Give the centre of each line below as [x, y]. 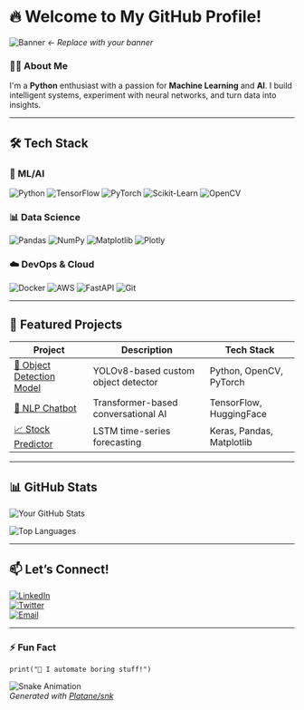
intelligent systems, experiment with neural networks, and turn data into [143, 95]
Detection [35, 376]
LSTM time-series [132, 431]
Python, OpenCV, [246, 371]
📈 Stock [32, 430]
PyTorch [227, 383]
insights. [25, 105]
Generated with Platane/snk [62, 696]
